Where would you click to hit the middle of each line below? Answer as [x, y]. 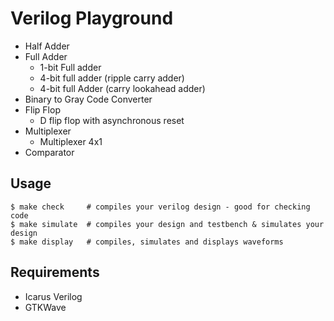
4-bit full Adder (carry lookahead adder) [122, 88]
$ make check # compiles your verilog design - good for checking [160, 207]
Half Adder [47, 46]
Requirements [55, 272]
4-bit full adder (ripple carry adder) [112, 78]
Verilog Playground [92, 18]
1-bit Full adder [70, 67]
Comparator [49, 152]
